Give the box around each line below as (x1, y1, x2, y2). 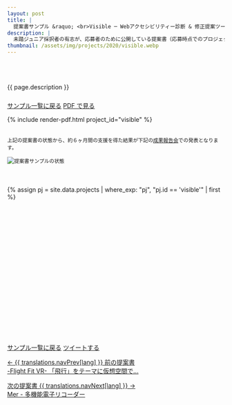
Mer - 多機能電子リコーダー (7, 390, 86, 398)
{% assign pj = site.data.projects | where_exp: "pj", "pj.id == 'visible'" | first (7, 186, 221, 194)
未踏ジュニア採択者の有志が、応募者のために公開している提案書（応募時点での (13, 36, 203, 43)
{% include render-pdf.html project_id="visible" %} (7, 116, 153, 123)
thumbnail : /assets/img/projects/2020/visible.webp (7, 42, 159, 49)
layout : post (7, 10, 45, 17)
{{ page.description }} (7, 83, 70, 91)
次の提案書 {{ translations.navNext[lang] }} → (7, 381, 136, 390)
